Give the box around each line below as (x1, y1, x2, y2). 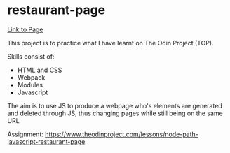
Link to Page (7, 25, 43, 34)
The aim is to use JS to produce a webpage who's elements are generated (7, 101, 222, 110)
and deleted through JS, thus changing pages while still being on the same (7, 109, 223, 117)
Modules (17, 80, 43, 89)
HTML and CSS (17, 66, 62, 74)
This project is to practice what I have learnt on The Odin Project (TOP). (7, 38, 214, 47)
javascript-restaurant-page (7, 137, 86, 145)
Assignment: (7, 130, 43, 138)
